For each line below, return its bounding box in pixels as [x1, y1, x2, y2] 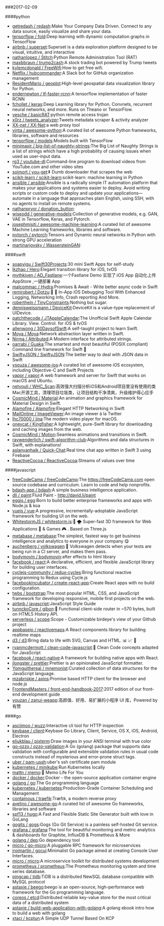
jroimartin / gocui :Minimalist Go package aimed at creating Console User [12, 848, 159, 853]
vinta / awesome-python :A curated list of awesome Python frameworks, [12, 127, 157, 133]
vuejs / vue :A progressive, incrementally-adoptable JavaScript [12, 508, 138, 514]
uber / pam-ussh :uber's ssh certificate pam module [12, 759, 116, 765]
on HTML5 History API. [12, 611, 59, 617]
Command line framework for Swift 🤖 [12, 347, 87, 352]
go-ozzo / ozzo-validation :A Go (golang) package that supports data [12, 744, 150, 749]
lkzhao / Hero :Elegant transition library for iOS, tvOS [12, 267, 117, 272]
